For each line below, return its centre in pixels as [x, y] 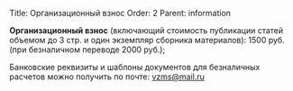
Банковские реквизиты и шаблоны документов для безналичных [135, 67]
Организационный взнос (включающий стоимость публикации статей [146, 30]
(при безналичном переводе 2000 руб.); [87, 50]
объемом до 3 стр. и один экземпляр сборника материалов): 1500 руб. [147, 40]
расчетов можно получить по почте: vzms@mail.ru [107, 77]
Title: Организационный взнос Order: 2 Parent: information [120, 13]
